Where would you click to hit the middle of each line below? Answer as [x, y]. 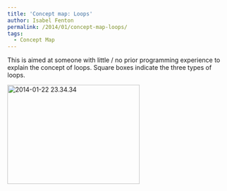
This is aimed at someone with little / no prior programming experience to [114, 60]
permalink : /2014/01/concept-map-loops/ [68, 27]
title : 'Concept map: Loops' [50, 14]
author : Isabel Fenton [41, 20]
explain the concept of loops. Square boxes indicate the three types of [110, 68]
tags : [15, 33]
